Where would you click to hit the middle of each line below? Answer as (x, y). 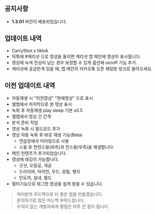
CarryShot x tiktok (30, 50)
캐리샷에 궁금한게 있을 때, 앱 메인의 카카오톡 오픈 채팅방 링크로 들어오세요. (82, 69)
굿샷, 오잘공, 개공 (35, 166)
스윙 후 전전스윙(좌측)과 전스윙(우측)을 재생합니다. (67, 147)
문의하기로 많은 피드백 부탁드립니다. (51, 200)
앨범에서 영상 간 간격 (31, 117)
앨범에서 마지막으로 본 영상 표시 (42, 104)
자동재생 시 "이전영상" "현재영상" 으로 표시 (52, 98)
